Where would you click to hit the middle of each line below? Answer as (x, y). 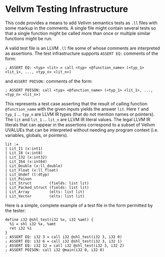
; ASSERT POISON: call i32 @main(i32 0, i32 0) (55, 250)
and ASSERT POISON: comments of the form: (49, 81)
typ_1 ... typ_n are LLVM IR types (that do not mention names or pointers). (80, 114)
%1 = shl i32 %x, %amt (33, 224)
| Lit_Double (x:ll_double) (34, 166)
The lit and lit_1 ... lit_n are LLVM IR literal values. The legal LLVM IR (78, 119)
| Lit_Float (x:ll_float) (32, 170)
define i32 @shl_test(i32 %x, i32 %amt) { (49, 219)
